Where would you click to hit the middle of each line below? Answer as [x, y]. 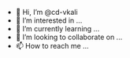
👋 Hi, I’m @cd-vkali [46, 12]
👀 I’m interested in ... [49, 20]
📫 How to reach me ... [52, 46]
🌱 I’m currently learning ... [58, 29]
